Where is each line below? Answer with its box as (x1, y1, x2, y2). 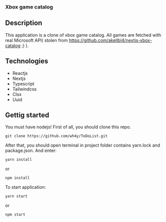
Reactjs (12, 70, 28, 76)
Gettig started (5, 111, 50, 119)
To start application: (5, 184, 46, 190)
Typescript (12, 80, 35, 86)
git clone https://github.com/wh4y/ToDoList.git (5, 134, 108, 139)
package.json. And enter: (5, 148, 57, 153)
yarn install (5, 157, 32, 162)
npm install (5, 175, 30, 181)
